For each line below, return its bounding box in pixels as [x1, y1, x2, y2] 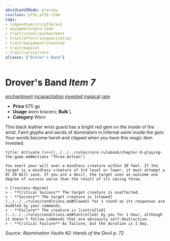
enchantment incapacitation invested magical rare [5, 94, 110, 100]
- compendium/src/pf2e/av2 [5, 21, 63, 27]
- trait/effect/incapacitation [5, 36, 72, 41]
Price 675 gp [12, 103, 40, 109]
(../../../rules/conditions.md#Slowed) [5, 199, 90, 204]
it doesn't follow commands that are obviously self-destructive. [5, 217, 149, 222]
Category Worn [12, 114, 46, 120]
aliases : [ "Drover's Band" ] [5, 54, 65, 60]
